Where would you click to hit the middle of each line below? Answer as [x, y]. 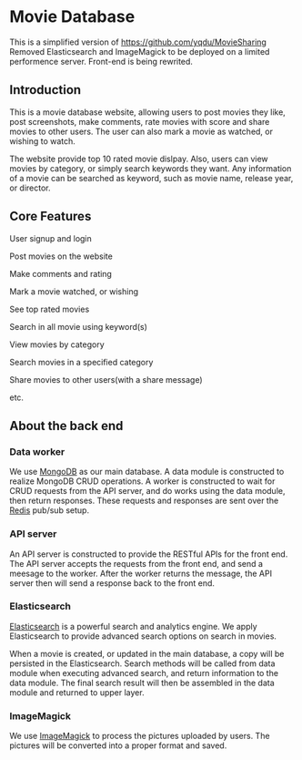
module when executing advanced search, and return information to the [144, 673]
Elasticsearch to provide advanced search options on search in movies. [143, 636]
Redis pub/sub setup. [49, 510]
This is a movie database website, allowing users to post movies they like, [148, 112]
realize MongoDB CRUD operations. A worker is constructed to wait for [142, 481]
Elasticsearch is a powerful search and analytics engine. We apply [133, 626]
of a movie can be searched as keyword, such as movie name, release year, [151, 178]
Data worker [37, 451]
